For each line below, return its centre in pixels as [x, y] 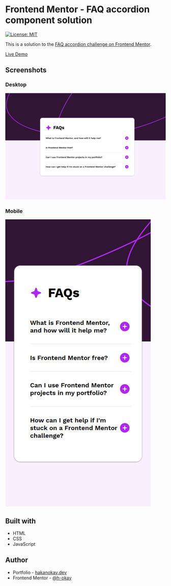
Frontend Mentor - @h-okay [42, 578]
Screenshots [26, 70]
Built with [21, 521]
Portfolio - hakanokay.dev [40, 572]
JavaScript [24, 544]
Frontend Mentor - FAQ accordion [78, 9]
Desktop [16, 85]
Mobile [14, 211]
